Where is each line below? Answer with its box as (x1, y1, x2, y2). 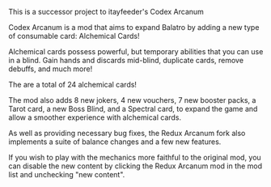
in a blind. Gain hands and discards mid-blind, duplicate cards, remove (8, 56, 244, 65)
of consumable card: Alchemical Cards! (8, 32, 140, 40)
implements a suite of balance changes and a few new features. (8, 137, 222, 147)
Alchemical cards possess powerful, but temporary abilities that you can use (8, 47, 264, 56)
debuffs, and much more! (8, 64, 93, 74)
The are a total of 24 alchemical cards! (8, 80, 138, 89)
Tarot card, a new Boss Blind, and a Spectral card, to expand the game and (8, 104, 258, 113)
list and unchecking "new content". (8, 170, 125, 179)
